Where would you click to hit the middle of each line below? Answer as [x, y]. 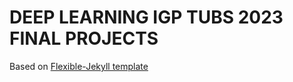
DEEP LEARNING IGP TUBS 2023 [146, 17]
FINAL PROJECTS [84, 38]
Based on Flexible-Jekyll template [79, 66]
